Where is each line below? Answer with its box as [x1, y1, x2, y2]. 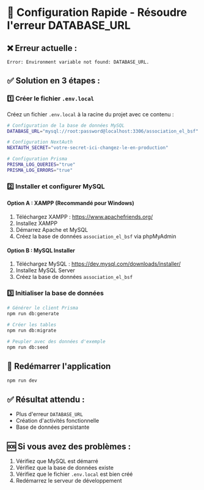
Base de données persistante [15, 423, 90, 431]
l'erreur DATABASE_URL [7, 18, 131, 32]
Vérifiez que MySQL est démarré [15, 458, 98, 464]
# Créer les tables [7, 322, 57, 328]
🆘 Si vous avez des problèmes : [7, 441, 131, 451]
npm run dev [7, 377, 37, 384]
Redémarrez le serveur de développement [15, 477, 122, 484]
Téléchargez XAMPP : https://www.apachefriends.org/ [15, 213, 153, 220]
